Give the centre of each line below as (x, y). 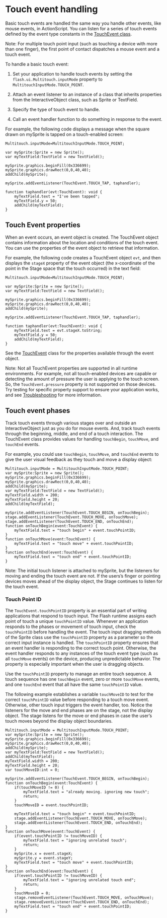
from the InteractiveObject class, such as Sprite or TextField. (75, 100)
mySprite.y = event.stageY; (44, 858)
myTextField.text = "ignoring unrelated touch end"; (80, 880)
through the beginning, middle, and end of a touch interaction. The (74, 434)
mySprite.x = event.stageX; (44, 854)
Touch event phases (38, 411)
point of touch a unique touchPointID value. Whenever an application (77, 621)
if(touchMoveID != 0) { (39, 787)
